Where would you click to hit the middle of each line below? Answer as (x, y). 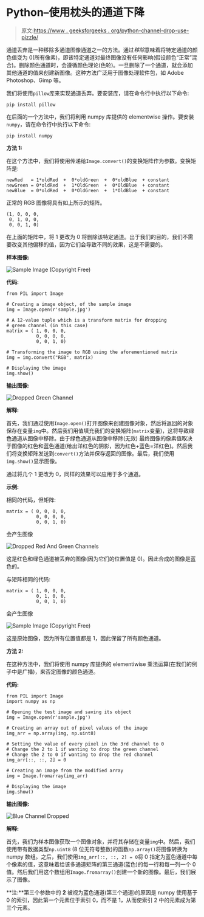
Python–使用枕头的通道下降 (75, 12)
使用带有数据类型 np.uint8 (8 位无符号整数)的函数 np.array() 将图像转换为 (97, 849)
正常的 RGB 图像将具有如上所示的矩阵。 (56, 202)
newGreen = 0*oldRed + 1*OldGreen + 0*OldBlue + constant (88, 185)
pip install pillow (31, 105)
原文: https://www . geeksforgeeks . (65, 30)
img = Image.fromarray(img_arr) (47, 776)
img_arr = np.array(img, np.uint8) (51, 733)
